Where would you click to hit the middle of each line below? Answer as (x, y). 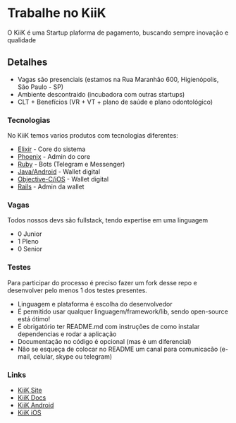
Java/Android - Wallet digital (59, 172)
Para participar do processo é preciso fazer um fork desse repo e (102, 282)
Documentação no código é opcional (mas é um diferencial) (104, 341)
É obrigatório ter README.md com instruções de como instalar (108, 326)
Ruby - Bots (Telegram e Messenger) (71, 165)
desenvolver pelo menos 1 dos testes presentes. (77, 290)
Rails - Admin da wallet (51, 187)
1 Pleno (28, 242)
